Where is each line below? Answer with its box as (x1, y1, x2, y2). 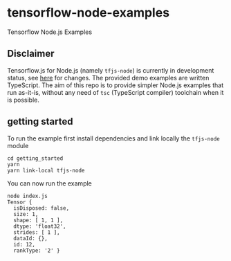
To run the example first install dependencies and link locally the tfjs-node (7, 134, 220, 143)
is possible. (7, 96, 40, 104)
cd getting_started (7, 154, 64, 162)
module (7, 141, 29, 150)
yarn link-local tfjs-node (7, 167, 85, 174)
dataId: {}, (13, 235, 48, 242)
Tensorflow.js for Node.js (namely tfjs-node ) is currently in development (7, 66, 214, 74)
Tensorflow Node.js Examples (7, 28, 92, 36)
